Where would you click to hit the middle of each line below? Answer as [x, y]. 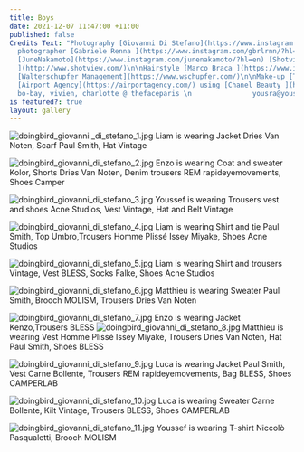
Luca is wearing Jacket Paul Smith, [220, 364]
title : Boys [32, 18]
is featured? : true [46, 102]
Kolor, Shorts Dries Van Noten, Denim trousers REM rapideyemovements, [146, 173]
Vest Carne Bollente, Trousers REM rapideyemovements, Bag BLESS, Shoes [151, 374]
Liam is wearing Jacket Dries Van [217, 136]
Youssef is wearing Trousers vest [217, 200]
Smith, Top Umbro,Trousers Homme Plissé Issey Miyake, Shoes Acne [138, 237]
